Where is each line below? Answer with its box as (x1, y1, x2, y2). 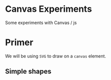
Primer (5, 37, 34, 48)
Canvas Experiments (5, 3, 92, 15)
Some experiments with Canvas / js (5, 20, 77, 26)
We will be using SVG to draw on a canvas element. (5, 53, 106, 59)
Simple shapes (5, 67, 52, 76)
